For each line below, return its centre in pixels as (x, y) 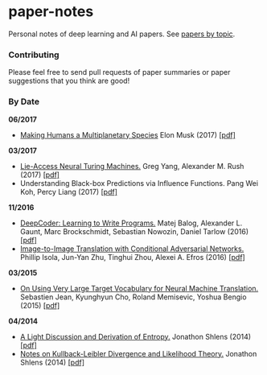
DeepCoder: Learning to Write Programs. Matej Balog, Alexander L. (131, 223)
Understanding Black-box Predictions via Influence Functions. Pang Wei (139, 183)
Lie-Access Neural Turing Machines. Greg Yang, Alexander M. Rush (132, 166)
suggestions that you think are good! (69, 81)
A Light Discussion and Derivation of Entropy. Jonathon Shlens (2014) (136, 336)
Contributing (34, 55)
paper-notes (51, 12)
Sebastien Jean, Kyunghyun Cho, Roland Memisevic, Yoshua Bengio (133, 297)
